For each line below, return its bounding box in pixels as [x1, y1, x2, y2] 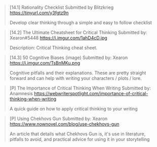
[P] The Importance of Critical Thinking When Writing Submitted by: [9, 85, 151, 91]
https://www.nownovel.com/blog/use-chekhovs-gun [9, 121, 120, 127]
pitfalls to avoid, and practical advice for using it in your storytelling [9, 136, 150, 142]
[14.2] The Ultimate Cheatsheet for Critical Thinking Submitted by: [9, 30, 147, 35]
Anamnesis [9, 91, 33, 96]
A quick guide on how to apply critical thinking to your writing [9, 106, 138, 111]
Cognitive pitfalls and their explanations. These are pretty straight [9, 70, 146, 76]
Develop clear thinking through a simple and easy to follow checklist [9, 20, 152, 25]
